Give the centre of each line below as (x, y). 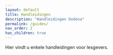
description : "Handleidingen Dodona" (45, 19)
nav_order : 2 (19, 28)
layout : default (22, 10)
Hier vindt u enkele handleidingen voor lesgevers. (57, 47)
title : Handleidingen (28, 14)
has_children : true (26, 33)
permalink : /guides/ (27, 24)
